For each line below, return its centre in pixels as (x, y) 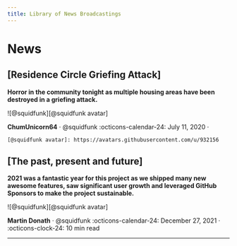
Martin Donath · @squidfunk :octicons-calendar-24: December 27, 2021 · (114, 221)
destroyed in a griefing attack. (53, 99)
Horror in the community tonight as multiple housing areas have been (111, 92)
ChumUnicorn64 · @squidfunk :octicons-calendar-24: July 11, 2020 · (108, 127)
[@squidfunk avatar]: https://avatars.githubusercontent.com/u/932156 (113, 140)
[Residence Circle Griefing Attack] (84, 75)
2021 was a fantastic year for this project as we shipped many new (107, 178)
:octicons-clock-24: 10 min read (54, 228)
